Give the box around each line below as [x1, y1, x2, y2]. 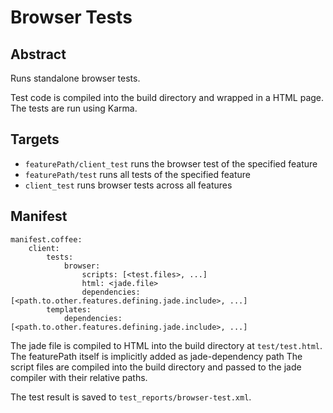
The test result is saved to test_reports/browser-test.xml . [10, 391, 252, 403]
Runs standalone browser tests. [10, 72, 141, 84]
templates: [46, 304, 92, 315]
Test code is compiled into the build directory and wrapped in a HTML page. [10, 92, 325, 103]
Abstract [10, 46, 67, 63]
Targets [10, 131, 60, 148]
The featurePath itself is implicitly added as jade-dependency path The [10, 350, 303, 362]
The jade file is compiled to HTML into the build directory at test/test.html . [10, 339, 323, 351]
